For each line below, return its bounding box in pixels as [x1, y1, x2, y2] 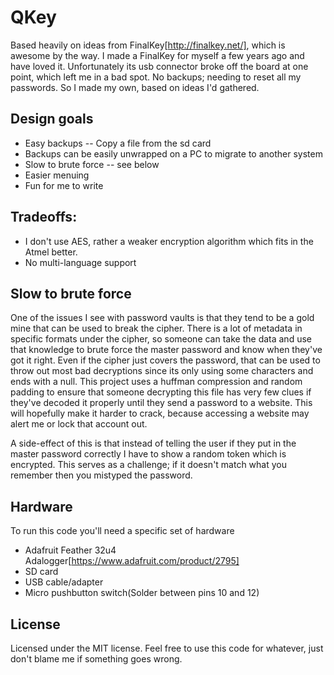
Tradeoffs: [10, 209, 78, 226]
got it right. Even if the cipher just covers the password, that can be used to [10, 354, 321, 366]
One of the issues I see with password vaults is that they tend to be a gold [10, 312, 315, 324]
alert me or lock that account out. [10, 418, 148, 430]
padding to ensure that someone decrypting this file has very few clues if [10, 386, 312, 398]
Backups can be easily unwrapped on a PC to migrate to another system [24, 147, 323, 160]
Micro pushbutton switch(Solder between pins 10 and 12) [24, 587, 260, 599]
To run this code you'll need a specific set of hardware [10, 525, 235, 537]
